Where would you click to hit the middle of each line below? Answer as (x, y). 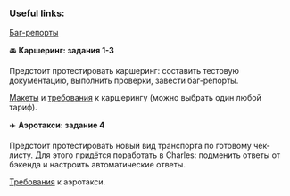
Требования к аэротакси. (57, 182)
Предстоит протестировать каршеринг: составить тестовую (124, 71)
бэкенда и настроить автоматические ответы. (97, 165)
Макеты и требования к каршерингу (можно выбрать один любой (135, 98)
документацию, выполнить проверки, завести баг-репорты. (124, 81)
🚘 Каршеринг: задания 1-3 (62, 51)
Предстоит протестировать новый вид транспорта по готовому (130, 146)
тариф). (23, 107)
